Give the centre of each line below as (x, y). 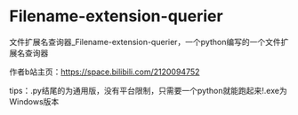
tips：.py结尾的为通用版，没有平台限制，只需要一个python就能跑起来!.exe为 (148, 90)
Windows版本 (34, 101)
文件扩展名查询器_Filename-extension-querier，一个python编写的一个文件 (145, 42)
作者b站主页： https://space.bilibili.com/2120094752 (105, 72)
